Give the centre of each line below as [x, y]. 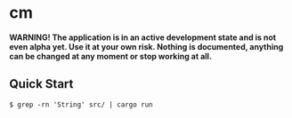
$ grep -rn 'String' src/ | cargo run [81, 105]
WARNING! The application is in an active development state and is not [143, 37]
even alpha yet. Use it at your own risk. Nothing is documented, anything [146, 46]
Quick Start [41, 84]
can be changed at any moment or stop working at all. [110, 56]
